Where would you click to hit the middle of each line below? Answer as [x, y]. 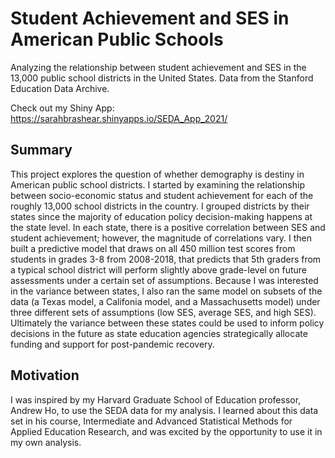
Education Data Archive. [60, 88]
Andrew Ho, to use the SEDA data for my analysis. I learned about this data [164, 410]
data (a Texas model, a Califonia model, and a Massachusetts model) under [165, 301]
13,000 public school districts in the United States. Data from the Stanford [162, 78]
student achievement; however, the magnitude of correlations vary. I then [161, 238]
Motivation [45, 375]
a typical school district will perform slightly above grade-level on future [158, 269]
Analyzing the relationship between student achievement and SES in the [158, 67]
